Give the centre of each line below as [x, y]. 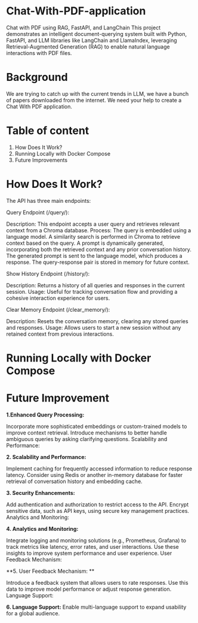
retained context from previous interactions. [60, 334]
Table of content [48, 131]
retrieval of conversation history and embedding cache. [75, 481]
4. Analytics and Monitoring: [42, 528]
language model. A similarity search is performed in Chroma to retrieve [93, 236]
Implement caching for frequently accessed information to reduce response [99, 469]
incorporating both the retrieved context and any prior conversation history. [99, 249]
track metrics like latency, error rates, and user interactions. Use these [92, 546]
